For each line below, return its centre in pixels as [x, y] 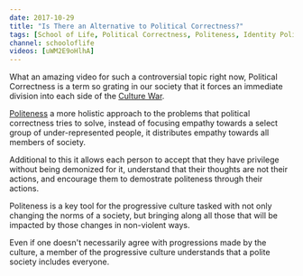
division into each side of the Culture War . [87, 97]
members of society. [48, 143]
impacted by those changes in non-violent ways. [100, 225]
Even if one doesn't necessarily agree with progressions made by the [138, 243]
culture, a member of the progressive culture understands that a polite [140, 253]
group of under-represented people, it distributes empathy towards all [139, 133]
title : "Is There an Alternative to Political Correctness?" [127, 26]
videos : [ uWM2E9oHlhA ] [52, 51]
